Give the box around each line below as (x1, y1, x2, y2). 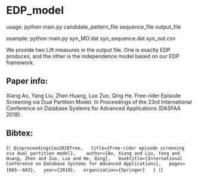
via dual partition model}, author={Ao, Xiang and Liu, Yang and (6, 150, 180, 156)
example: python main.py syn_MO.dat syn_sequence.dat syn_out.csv (6, 34, 176, 42)
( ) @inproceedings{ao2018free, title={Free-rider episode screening (6, 144, 185, 151)
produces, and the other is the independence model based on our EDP (6, 52, 180, 59)
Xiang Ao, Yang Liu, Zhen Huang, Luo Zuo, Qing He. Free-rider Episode (6, 92, 181, 99)
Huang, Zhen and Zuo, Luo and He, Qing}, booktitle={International (6, 155, 183, 161)
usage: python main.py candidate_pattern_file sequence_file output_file (6, 23, 181, 30)
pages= (169, 161, 185, 167)
